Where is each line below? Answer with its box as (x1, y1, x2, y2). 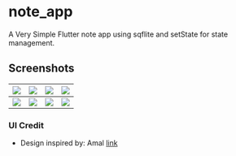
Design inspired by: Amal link (20, 138, 118, 148)
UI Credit (8, 119, 45, 131)
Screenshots (8, 62, 75, 76)
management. (8, 37, 55, 47)
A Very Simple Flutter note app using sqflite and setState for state (8, 29, 229, 39)
